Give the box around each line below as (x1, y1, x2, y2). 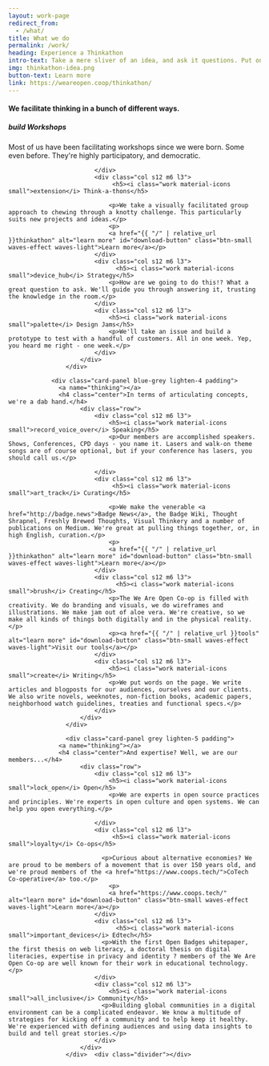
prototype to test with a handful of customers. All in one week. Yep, (8, 334, 252, 343)
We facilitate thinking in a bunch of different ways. (8, 103, 180, 113)
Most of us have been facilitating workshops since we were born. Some (8, 142, 245, 152)
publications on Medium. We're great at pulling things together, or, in (8, 525, 260, 533)
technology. (208, 959, 249, 967)
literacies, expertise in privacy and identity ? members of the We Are (8, 952, 256, 961)
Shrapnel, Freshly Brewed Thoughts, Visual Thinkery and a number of (8, 517, 246, 525)
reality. (223, 615, 252, 624)
